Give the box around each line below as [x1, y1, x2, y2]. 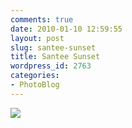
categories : [10, 71, 60, 81]
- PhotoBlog [10, 80, 60, 90]
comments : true [10, 14, 74, 25]
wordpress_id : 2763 [10, 61, 92, 71]
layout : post [10, 33, 65, 43]
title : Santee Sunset [10, 52, 101, 62]
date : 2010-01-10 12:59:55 [10, 24, 123, 34]
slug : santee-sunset [10, 42, 97, 53]
